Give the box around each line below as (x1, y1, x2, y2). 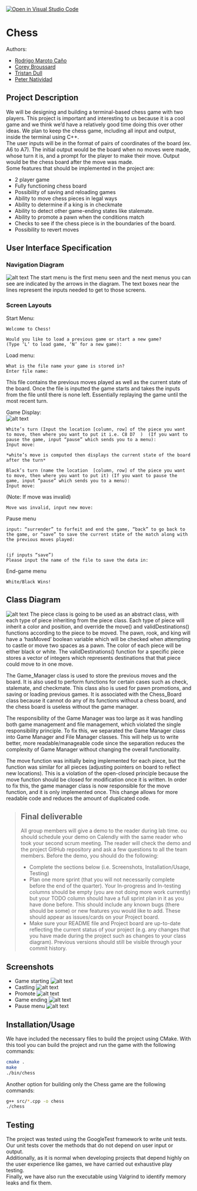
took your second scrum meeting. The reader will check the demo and (20, 840, 191, 847)
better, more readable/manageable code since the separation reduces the (6, 739, 185, 746)
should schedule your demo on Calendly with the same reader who (20, 833, 183, 840)
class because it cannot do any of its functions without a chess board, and (6, 697, 186, 704)
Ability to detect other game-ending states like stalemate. (14, 207, 154, 214)
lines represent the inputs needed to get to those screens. (6, 286, 146, 293)
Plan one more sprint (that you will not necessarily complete (29, 876, 175, 883)
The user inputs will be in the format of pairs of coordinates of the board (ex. (6, 139, 192, 146)
